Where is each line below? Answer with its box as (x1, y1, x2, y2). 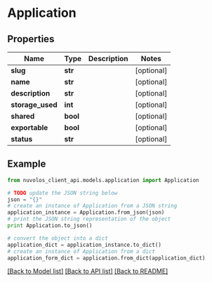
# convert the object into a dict (7, 234, 109, 242)
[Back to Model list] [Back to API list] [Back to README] (7, 267, 168, 276)
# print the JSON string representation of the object (7, 216, 171, 223)
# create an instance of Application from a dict (7, 248, 156, 255)
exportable (11, 123, 48, 132)
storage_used (11, 100, 58, 110)
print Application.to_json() (7, 222, 93, 229)
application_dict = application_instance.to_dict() (7, 241, 161, 248)
